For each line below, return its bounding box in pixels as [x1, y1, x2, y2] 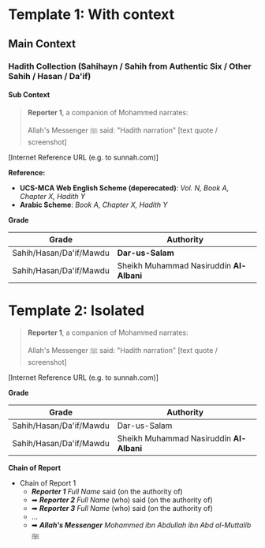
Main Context [8, 37, 77, 51]
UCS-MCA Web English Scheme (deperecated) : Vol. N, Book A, [19, 183, 230, 193]
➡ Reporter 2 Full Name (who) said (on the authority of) [31, 495, 213, 505]
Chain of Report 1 [19, 478, 77, 487]
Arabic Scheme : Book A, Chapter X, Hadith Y [19, 200, 168, 209]
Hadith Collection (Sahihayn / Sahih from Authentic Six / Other [8, 61, 252, 72]
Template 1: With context [8, 6, 175, 24]
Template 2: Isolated [8, 302, 145, 319]
